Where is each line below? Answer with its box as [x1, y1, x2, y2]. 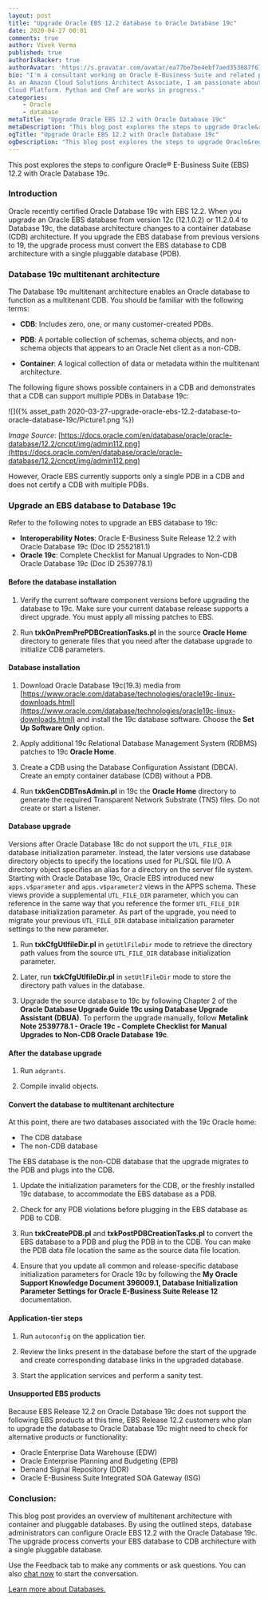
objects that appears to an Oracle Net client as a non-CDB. [47, 343, 241, 353]
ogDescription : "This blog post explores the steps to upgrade [8, 137, 223, 146]
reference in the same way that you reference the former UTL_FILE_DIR [8, 899, 240, 908]
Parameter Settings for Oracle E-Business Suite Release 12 [19, 1286, 219, 1296]
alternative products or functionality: [8, 1432, 128, 1441]
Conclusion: [8, 1492, 57, 1504]
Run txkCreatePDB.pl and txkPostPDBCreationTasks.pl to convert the [19, 1229, 254, 1238]
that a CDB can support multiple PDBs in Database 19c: [8, 391, 190, 401]
